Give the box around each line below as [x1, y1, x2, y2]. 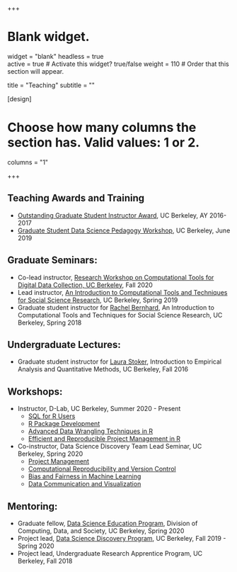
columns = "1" [7, 157, 48, 167]
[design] [7, 94, 32, 103]
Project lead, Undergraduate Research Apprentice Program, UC [17, 549, 203, 557]
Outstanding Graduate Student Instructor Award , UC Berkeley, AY [17, 211, 209, 220]
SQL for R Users [28, 412, 76, 420]
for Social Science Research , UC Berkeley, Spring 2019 [17, 296, 178, 304]
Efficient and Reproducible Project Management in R [28, 434, 181, 443]
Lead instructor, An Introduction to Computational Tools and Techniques [17, 288, 228, 296]
